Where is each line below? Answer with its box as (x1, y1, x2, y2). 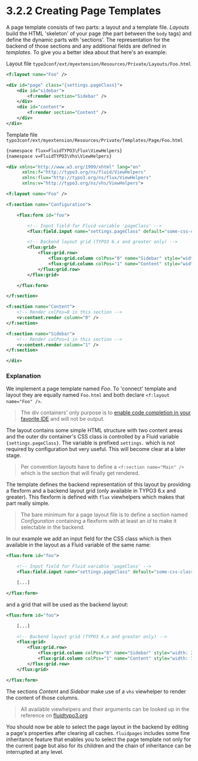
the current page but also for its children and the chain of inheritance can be (6, 742, 192, 749)
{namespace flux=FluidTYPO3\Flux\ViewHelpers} (6, 147, 123, 154)
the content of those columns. (6, 694, 80, 701)
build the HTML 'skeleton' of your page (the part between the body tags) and (6, 29, 192, 37)
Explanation (6, 372, 41, 380)
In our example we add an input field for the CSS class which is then (6, 535, 172, 542)
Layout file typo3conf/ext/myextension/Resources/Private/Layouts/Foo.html (6, 60, 192, 67)
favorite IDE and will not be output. (20, 416, 105, 423)
